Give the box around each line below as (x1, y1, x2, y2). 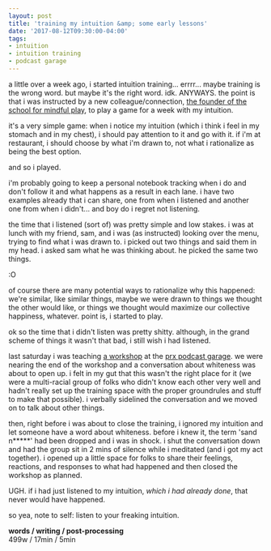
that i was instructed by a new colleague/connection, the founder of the (8, 96, 248, 106)
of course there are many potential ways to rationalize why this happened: (8, 285, 256, 295)
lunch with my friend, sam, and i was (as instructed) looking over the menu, (8, 228, 260, 237)
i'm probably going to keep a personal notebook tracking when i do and (8, 177, 247, 187)
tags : (8, 34, 27, 43)
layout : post (8, 11, 53, 20)
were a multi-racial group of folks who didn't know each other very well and (8, 377, 261, 387)
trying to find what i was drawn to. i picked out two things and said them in (8, 237, 257, 246)
